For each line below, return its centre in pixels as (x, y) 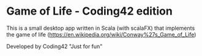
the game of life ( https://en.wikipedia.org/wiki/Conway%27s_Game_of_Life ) (101, 34)
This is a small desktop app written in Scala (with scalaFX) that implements (101, 28)
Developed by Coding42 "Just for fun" (54, 46)
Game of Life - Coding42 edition (89, 11)
